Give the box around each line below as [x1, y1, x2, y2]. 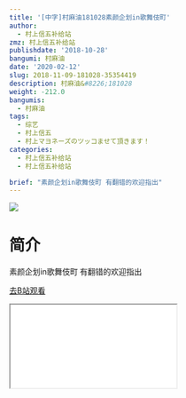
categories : [9, 145, 53, 154]
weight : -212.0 [9, 87, 66, 96]
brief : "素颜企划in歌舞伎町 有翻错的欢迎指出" [9, 178, 163, 187]
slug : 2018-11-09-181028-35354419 [9, 71, 137, 80]
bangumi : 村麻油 [9, 54, 66, 63]
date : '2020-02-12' [9, 63, 81, 72]
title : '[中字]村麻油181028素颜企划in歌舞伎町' [9, 12, 171, 22]
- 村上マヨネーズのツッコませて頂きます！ [17, 137, 151, 146]
